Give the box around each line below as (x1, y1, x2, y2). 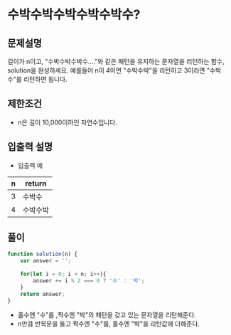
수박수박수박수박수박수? (7, 6, 141, 23)
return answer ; (20, 290, 65, 297)
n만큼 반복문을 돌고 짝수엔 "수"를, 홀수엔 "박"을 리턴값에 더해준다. (17, 319, 200, 328)
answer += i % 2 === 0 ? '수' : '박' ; (33, 277, 145, 285)
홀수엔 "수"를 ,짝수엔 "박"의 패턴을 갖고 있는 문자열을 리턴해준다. (17, 311, 197, 319)
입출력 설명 (7, 141, 53, 153)
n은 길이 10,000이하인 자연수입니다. (17, 118, 117, 127)
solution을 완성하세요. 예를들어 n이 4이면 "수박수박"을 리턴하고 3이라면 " (7, 66, 210, 75)
